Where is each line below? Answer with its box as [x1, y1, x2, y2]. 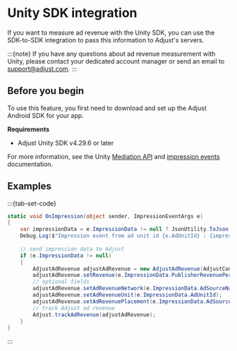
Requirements [7, 125, 50, 133]
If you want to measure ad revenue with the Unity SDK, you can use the [7, 28, 215, 37]
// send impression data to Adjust [20, 245, 125, 252]
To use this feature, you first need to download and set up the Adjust [7, 104, 207, 112]
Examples [7, 180, 51, 192]
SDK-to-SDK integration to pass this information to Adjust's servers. [7, 35, 205, 44]
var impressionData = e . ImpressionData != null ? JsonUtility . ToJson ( [20, 226, 232, 233]
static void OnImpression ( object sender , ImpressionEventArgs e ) [7, 213, 203, 220]
